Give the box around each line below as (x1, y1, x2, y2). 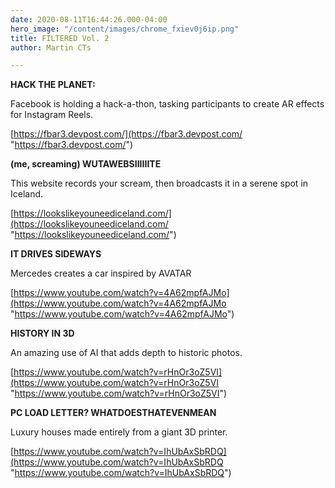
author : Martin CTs (10, 42, 92, 53)
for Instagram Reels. (10, 109, 94, 121)
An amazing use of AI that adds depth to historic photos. (10, 347, 243, 359)
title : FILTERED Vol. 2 (10, 33, 110, 43)
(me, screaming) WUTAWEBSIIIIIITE (10, 158, 162, 170)
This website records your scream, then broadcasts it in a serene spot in (10, 177, 309, 190)
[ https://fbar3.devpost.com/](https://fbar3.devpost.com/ (10, 128, 243, 140)
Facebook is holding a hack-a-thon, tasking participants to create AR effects (10, 98, 325, 110)
